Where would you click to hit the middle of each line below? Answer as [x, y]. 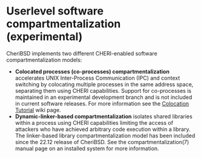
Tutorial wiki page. [38, 110]
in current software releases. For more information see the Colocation [102, 103]
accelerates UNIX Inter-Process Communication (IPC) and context [97, 78]
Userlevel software [55, 11]
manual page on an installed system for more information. [87, 148]
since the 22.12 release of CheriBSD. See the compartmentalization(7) [102, 142]
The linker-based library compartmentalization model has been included [105, 135]
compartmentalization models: [44, 60]
